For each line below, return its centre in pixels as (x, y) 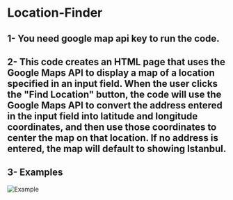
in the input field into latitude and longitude (103, 116)
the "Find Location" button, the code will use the (114, 94)
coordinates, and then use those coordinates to (112, 127)
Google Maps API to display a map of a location (111, 73)
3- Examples (35, 173)
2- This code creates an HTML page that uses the (116, 61)
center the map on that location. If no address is (113, 138)
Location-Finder (55, 13)
